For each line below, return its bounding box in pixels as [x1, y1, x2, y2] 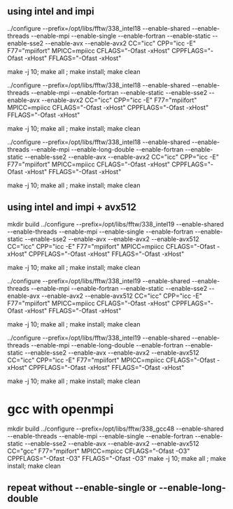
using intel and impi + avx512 [7, 201, 136, 213]
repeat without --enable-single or [7, 482, 157, 494]
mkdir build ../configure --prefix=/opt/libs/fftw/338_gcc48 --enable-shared [7, 424, 224, 433]
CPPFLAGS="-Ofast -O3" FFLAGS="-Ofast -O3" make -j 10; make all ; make [7, 454, 226, 462]
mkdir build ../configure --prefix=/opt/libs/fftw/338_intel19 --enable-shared [7, 220, 224, 228]
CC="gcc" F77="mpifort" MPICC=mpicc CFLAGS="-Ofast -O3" [7, 447, 190, 455]
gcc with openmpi [7, 401, 114, 417]
